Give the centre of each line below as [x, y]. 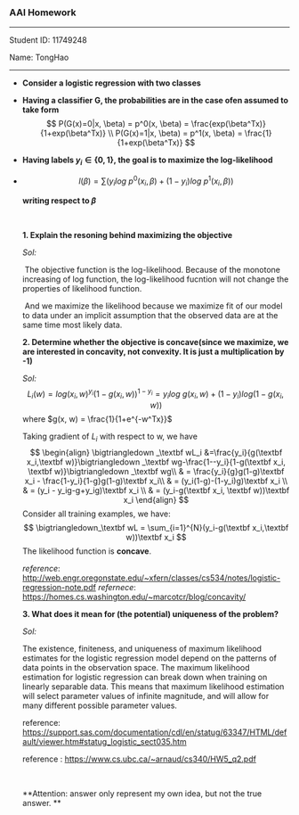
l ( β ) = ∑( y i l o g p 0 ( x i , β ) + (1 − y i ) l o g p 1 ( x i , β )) [156, 181]
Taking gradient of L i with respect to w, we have [110, 437]
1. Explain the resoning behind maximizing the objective [127, 235]
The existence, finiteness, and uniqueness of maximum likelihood [142, 648]
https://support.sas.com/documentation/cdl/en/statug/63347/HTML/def [154, 732]
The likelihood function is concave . [87, 551]
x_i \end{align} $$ [156, 499]
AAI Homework [43, 12]
